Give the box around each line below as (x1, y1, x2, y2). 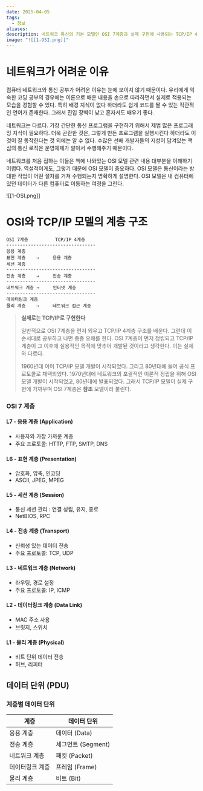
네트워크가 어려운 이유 (6, 65, 109, 79)
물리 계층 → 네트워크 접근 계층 (6, 303, 92, 309)
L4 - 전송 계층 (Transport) (6, 527, 69, 534)
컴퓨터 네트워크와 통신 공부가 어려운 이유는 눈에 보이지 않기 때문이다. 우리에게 (6, 86, 188, 93)
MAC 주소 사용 (14, 616, 50, 623)
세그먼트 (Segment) (56, 740, 111, 748)
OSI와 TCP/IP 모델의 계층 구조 (6, 215, 148, 229)
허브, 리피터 (14, 661, 43, 668)
